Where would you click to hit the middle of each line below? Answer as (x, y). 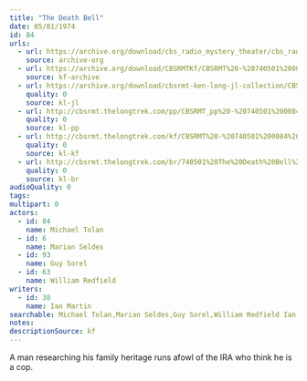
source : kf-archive (63, 77)
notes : (22, 323)
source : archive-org (65, 60)
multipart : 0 (34, 205)
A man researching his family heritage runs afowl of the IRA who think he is (151, 357)
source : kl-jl (53, 103)
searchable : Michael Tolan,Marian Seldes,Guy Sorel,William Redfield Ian (153, 314)
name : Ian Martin (59, 306)
